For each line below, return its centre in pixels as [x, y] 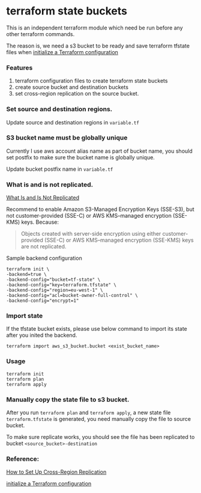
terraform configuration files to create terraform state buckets [91, 81]
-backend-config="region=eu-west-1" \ [55, 290]
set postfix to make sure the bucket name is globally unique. [80, 157]
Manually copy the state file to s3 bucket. [68, 399]
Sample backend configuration [44, 258]
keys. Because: [40, 222]
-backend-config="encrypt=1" [43, 301]
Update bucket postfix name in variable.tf [60, 169]
